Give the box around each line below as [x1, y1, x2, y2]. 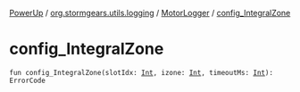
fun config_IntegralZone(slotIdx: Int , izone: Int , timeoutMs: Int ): [9, 68, 274, 77]
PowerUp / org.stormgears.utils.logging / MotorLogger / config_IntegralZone [9, 8, 291, 18]
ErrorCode [9, 76, 46, 85]
